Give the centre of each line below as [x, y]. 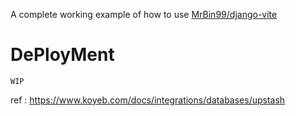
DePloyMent [62, 55]
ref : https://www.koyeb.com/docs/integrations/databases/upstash [148, 100]
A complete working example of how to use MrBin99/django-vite [144, 14]
